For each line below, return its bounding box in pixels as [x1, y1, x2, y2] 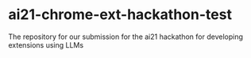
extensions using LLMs [8, 40, 84, 49]
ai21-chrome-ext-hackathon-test [8, 6, 233, 24]
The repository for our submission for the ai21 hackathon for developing [8, 32, 244, 41]
